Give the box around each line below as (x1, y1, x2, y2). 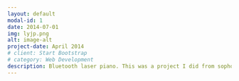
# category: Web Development (7, 56, 94, 63)
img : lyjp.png (7, 30, 50, 37)
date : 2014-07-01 (7, 23, 59, 30)
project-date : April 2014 (7, 43, 84, 50)
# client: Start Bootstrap (7, 50, 87, 57)
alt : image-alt (7, 37, 53, 44)
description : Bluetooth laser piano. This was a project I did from (7, 63, 215, 70)
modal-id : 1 (7, 17, 43, 24)
